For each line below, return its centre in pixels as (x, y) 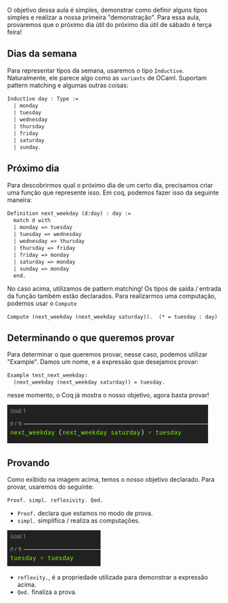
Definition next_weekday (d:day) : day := (69, 213)
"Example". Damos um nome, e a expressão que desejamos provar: (103, 362)
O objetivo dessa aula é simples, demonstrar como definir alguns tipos (107, 10)
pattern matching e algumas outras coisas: (68, 85)
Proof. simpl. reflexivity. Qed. (55, 501)
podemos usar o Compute (42, 303)
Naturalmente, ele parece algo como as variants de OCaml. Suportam (107, 78)
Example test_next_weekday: (48, 376)
